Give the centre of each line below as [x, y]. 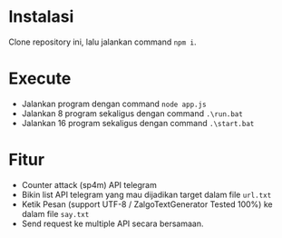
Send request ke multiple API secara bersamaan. [112, 223]
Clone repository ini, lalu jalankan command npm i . [102, 42]
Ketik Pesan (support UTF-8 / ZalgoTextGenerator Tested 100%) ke [147, 204]
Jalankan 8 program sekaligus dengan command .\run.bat [132, 113]
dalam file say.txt [55, 213]
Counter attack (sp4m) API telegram [89, 184]
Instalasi [41, 17]
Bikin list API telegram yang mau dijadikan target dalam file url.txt [146, 194]
